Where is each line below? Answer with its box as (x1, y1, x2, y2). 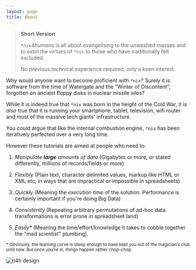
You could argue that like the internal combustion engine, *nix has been (6, 124, 180, 131)
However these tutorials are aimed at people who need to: (6, 142, 146, 149)
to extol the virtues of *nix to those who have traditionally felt (20, 48, 169, 55)
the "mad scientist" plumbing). (14, 230, 89, 237)
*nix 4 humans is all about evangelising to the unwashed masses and (20, 42, 186, 49)
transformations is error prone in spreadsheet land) (14, 212, 139, 220)
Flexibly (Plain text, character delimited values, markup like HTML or (14, 171, 180, 178)
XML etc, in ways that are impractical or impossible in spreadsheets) (14, 177, 180, 184)
